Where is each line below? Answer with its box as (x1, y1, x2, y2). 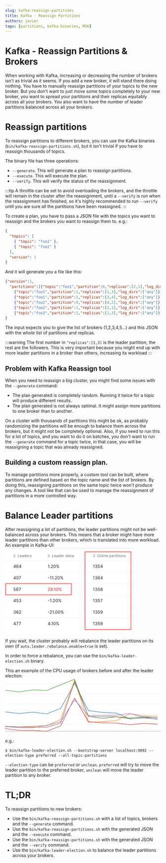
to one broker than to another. (12, 408, 73, 414)
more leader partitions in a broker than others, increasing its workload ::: (5, 350, 152, 356)
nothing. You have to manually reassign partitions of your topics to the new (5, 83, 158, 89)
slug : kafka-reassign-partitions (5, 8, 74, 13)
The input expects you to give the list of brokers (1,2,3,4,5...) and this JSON (5, 324, 158, 330)
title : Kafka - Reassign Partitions (5, 13, 81, 18)
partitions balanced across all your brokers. (5, 104, 94, 110)
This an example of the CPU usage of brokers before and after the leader (5, 667, 154, 673)
